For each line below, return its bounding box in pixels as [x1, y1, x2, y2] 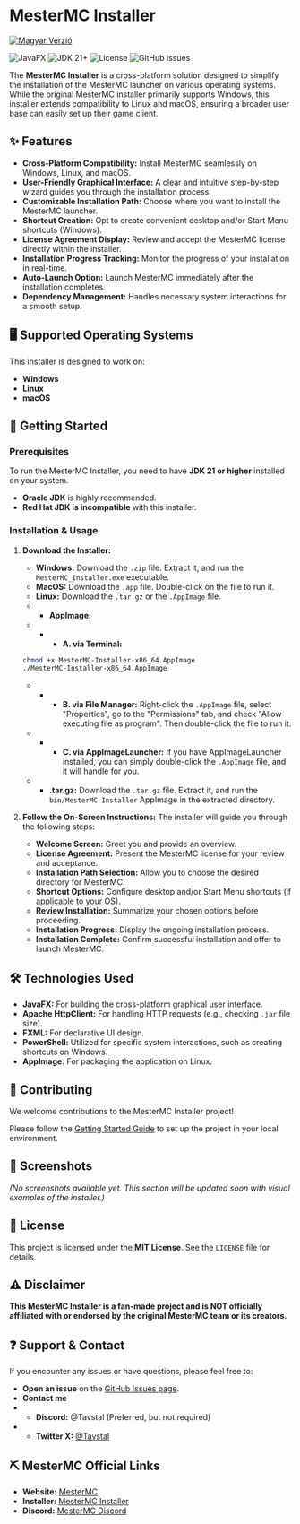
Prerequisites [9, 445, 69, 457]
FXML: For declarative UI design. [21, 1027, 145, 1038]
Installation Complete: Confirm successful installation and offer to [35, 934, 282, 945]
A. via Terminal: [62, 638, 123, 649]
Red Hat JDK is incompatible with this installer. [21, 502, 197, 513]
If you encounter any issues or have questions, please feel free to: [9, 1366, 253, 1377]
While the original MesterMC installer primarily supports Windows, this [9, 89, 270, 100]
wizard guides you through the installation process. [21, 186, 212, 197]
